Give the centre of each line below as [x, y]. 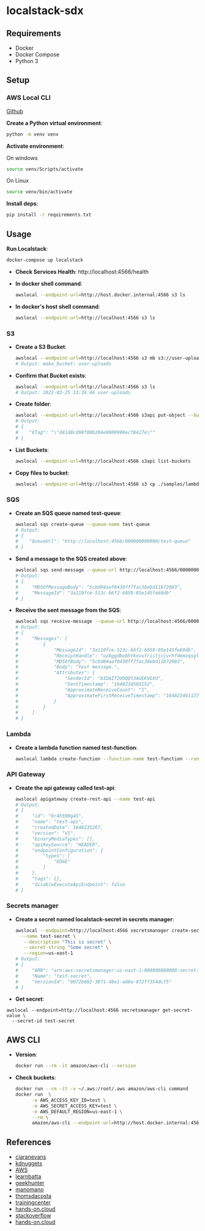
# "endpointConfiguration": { [59, 850]
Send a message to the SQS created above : [71, 559]
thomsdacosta [33, 1196]
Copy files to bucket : [42, 473]
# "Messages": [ [41, 639]
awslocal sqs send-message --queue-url [66, 570]
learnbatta [28, 1176]
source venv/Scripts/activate [45, 169]
